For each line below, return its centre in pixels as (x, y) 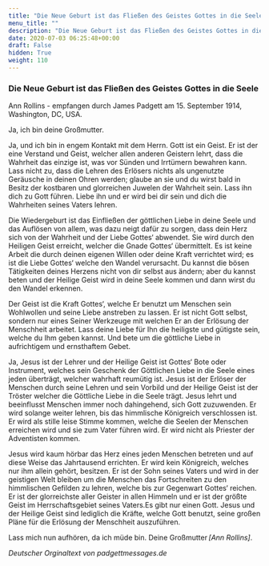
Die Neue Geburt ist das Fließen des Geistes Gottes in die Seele (133, 88)
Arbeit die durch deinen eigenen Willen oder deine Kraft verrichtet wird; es (131, 255)
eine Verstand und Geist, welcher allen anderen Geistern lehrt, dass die (126, 154)
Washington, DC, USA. (45, 114)
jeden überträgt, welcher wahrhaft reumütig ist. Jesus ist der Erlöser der (127, 379)
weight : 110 (28, 61)
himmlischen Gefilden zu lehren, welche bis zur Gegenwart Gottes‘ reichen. (132, 488)
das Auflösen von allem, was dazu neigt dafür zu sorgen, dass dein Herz (128, 229)
